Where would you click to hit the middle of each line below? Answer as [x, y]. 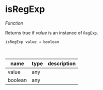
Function [14, 23]
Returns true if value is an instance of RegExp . [52, 32]
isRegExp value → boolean [32, 42]
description [62, 63]
